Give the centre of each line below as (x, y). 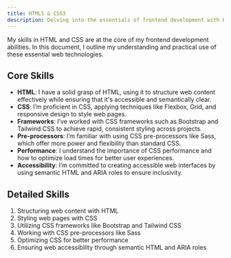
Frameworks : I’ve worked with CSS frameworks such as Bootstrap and (118, 122)
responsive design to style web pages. (72, 114)
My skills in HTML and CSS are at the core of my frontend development (108, 39)
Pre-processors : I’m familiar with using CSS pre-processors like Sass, (117, 136)
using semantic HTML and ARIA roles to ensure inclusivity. (100, 173)
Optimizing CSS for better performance (73, 240)
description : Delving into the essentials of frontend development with (113, 20)
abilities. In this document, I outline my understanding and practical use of (112, 47)
